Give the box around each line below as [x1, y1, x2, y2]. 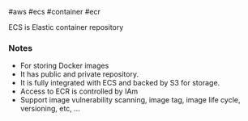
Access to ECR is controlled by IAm [19, 86, 139, 96]
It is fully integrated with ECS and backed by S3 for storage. [19, 78, 220, 88]
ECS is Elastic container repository [8, 23, 124, 31]
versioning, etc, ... [19, 104, 81, 114]
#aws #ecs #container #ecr [8, 7, 101, 16]
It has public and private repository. [19, 69, 139, 79]
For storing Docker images [19, 60, 109, 71]
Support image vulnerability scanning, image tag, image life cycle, [19, 95, 241, 105]
